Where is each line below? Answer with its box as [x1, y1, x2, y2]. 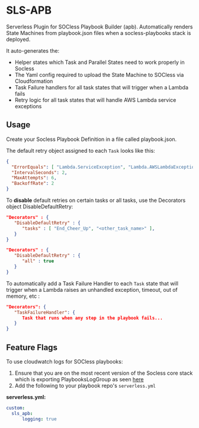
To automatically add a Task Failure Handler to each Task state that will [6, 279, 179, 287]
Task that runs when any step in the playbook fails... [21, 315, 163, 321]
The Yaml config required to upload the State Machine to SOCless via [14, 71, 184, 78]
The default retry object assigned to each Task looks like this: [6, 147, 155, 154]
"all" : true [21, 258, 54, 264]
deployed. [6, 36, 31, 43]
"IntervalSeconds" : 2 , [11, 169, 68, 175]
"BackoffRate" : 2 [11, 181, 54, 186]
